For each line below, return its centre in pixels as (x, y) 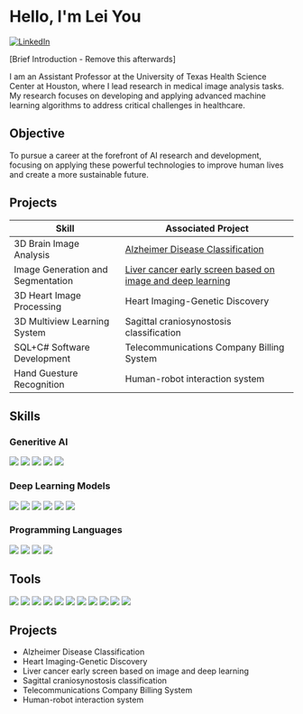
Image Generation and (61, 270)
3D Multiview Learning (62, 321)
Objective (37, 134)
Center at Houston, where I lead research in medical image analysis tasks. (147, 86)
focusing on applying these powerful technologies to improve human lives (147, 165)
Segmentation (44, 280)
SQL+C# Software (52, 347)
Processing (38, 307)
